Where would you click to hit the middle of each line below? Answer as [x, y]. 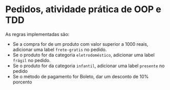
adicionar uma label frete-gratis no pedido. [60, 49]
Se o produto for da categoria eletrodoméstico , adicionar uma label [83, 55]
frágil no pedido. [31, 60]
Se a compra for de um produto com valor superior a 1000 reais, [80, 44]
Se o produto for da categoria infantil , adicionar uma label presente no [89, 66]
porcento [22, 82]
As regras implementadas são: [37, 34]
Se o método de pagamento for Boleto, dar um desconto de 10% [81, 76]
